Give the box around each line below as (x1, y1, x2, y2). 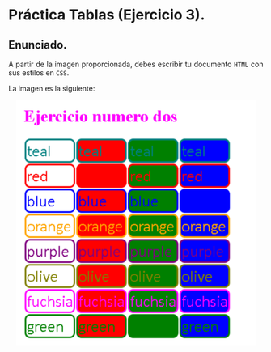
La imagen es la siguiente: (8, 83, 95, 93)
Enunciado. (8, 38, 67, 52)
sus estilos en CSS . (8, 68, 70, 78)
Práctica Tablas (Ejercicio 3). (8, 6, 205, 24)
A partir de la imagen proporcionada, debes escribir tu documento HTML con (8, 59, 264, 69)
